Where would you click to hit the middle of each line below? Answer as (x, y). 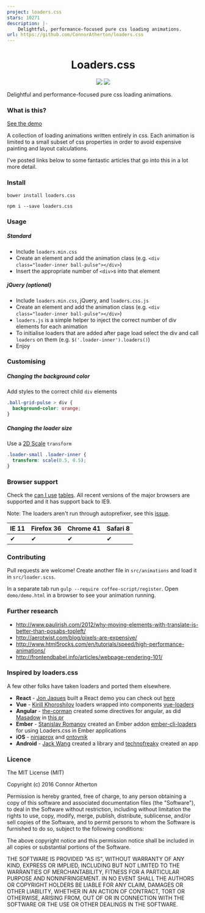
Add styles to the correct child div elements (62, 391)
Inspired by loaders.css (43, 673)
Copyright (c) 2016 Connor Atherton (52, 785)
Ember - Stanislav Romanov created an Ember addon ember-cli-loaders (106, 724)
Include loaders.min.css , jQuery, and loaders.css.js (82, 300)
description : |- (27, 23)
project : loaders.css (34, 12)
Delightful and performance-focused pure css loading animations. (90, 95)
